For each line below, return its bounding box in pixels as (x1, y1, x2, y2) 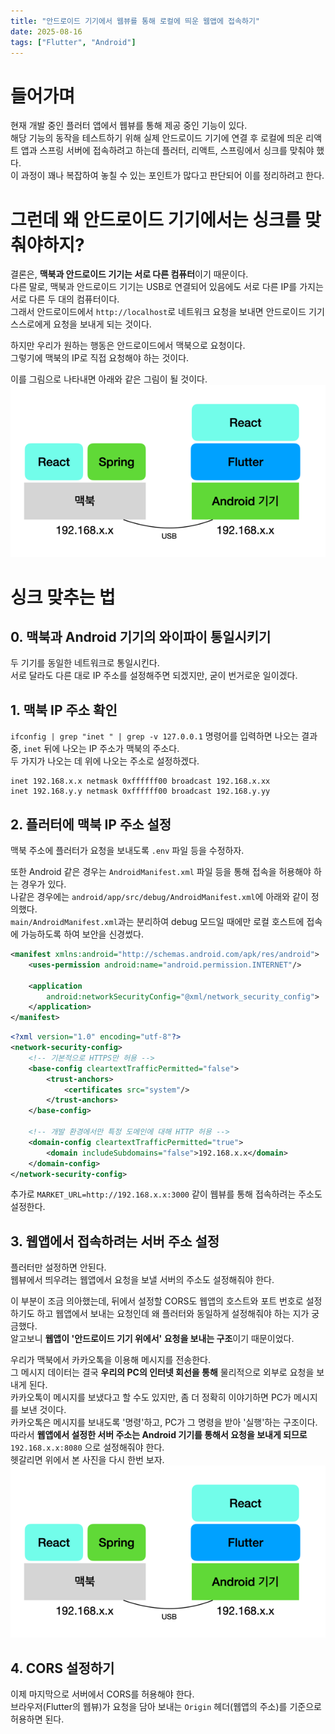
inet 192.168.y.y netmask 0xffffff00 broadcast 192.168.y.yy (10, 786, 271, 797)
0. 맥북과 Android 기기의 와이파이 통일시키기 (10, 629, 272, 646)
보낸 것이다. (20, 1404, 67, 1416)
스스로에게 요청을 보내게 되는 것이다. (10, 318, 152, 330)
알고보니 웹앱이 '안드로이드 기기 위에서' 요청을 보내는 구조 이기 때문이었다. (10, 1333, 295, 1345)
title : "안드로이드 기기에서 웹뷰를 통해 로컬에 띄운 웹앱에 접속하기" (10, 16, 260, 26)
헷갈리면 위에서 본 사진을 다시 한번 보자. (10, 1454, 165, 1466)
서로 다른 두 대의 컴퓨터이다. (10, 293, 120, 305)
